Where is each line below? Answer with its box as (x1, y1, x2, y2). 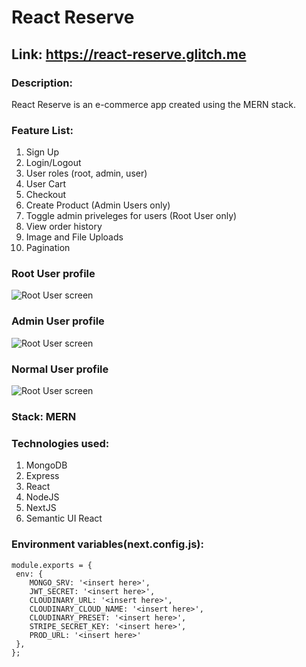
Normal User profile (11, 362, 109, 376)
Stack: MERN (11, 409, 77, 423)
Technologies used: (11, 436, 110, 450)
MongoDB (25, 459, 68, 471)
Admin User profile (11, 314, 105, 328)
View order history (25, 221, 103, 233)
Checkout (25, 189, 67, 201)
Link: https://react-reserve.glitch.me (11, 46, 247, 63)
